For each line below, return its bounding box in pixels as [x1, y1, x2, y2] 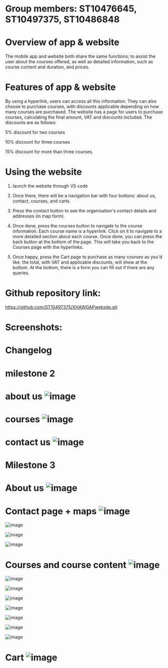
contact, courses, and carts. [12, 198, 71, 204]
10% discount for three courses [5, 139, 70, 145]
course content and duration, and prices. [5, 64, 90, 70]
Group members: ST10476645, [5, 3, 137, 15]
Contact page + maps [5, 505, 97, 517]
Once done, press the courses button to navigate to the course [12, 223, 143, 229]
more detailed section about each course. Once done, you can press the [12, 234, 162, 239]
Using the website [5, 166, 82, 178]
